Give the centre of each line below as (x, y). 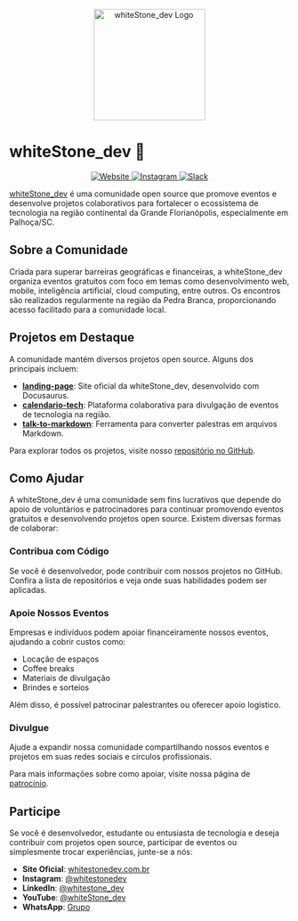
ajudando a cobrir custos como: (68, 641)
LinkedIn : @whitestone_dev (73, 888)
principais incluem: (44, 368)
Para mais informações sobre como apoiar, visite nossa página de (130, 774)
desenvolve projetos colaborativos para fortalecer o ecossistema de (134, 203)
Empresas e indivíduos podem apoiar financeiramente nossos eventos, (139, 632)
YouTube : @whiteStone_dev (74, 898)
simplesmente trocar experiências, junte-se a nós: (101, 852)
